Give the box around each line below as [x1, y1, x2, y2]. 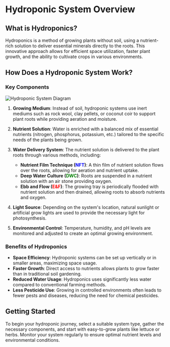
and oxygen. [20, 194, 47, 200]
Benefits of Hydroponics [5, 243, 67, 250]
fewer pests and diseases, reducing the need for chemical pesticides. [12, 292, 159, 299]
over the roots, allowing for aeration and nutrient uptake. [20, 167, 139, 173]
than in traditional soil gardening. [12, 271, 82, 277]
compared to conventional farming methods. [12, 281, 107, 287]
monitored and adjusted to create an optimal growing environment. [12, 230, 153, 236]
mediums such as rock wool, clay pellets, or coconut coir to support [12, 111, 156, 117]
